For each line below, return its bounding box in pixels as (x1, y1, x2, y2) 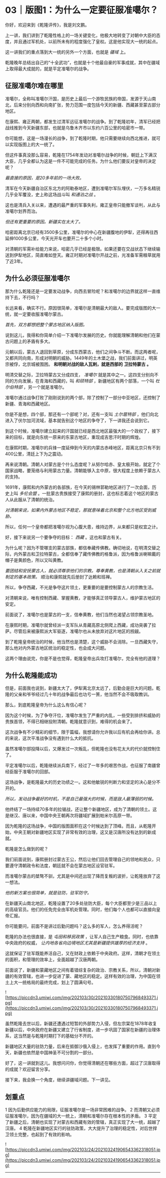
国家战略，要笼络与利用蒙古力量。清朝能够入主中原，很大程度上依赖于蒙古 (5, 467, 156, 473)
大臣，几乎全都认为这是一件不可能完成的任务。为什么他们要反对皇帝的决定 (5, 158, 156, 164)
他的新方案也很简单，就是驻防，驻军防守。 (5, 890, 92, 896)
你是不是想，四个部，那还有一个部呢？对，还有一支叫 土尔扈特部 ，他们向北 (5, 411, 159, 417)
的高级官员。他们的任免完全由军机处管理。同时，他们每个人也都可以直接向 (5, 906, 156, 912)
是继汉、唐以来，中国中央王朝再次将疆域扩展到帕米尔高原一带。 (5, 813, 134, 818)
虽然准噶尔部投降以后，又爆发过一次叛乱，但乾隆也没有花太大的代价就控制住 (5, 746, 161, 752)
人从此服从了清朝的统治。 (5, 497, 57, 502)
